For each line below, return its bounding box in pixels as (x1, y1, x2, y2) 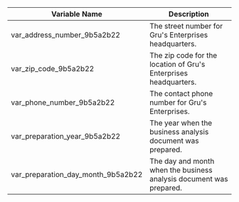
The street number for (149, 21, 223, 31)
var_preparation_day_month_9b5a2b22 (11, 170, 143, 179)
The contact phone (149, 89, 213, 98)
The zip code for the (149, 51, 218, 60)
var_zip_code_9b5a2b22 (11, 64, 95, 73)
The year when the (149, 118, 213, 127)
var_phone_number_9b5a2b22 (11, 97, 115, 107)
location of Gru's (149, 60, 206, 69)
